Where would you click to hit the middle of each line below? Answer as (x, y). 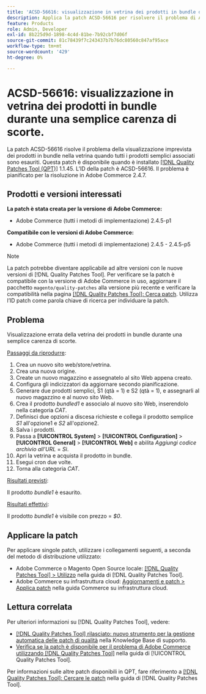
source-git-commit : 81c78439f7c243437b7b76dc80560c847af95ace (88, 40)
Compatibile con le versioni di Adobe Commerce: (70, 232)
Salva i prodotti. (35, 430)
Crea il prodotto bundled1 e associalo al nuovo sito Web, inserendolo (102, 404)
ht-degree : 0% (25, 57)
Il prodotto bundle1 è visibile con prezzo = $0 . (64, 516)
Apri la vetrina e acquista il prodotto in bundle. (74, 456)
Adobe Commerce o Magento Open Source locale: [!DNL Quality (97, 568)
